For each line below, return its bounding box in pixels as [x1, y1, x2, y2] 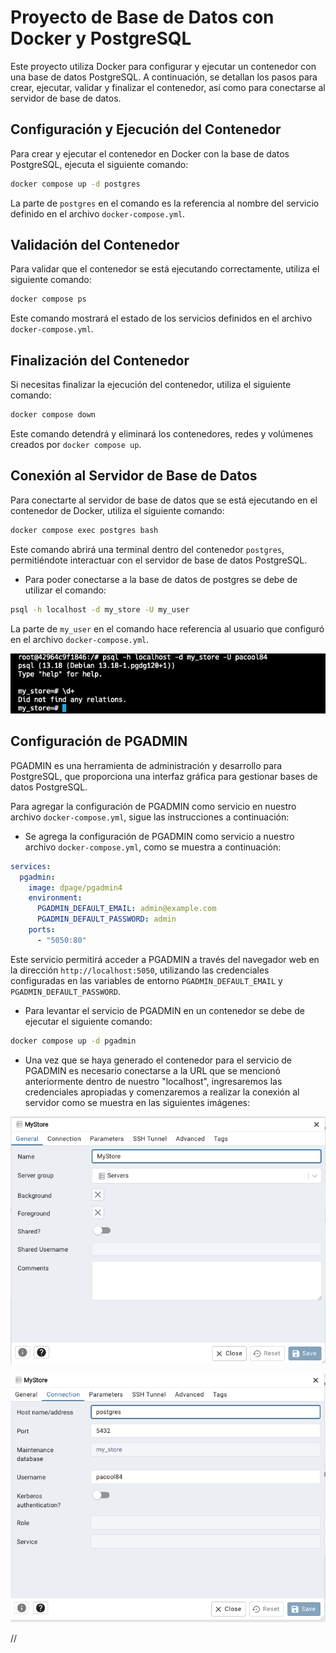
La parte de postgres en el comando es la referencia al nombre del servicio [10, 197, 320, 209]
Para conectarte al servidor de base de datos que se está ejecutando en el [10, 494, 318, 506]
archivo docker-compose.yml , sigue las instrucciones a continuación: [10, 811, 290, 823]
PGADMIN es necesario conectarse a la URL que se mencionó [24, 1064, 281, 1076]
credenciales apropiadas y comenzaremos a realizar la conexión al [24, 1086, 300, 1098]
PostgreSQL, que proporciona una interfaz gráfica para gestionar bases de [10, 770, 318, 782]
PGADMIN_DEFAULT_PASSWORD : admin [36, 914, 177, 925]
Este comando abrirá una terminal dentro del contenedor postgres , [10, 543, 285, 555]
